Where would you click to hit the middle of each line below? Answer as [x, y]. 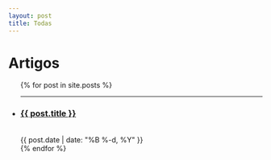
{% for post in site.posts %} [66, 85]
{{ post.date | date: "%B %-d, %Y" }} [81, 139]
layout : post [30, 16]
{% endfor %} [43, 148]
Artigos [34, 63]
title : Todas [30, 23]
